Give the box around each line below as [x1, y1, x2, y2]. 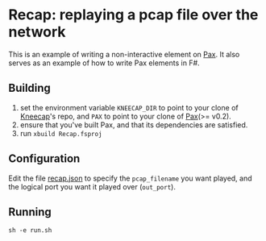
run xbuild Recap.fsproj [19, 128, 102, 138]
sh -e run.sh [8, 226, 52, 235]
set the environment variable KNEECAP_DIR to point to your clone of [19, 102, 239, 112]
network [8, 23, 66, 41]
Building [8, 81, 51, 95]
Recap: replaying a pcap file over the [8, 6, 259, 24]
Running [8, 205, 52, 218]
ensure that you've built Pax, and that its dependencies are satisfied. [19, 119, 248, 130]
